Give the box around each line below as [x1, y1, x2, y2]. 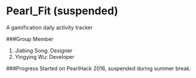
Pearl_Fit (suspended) [6, 4, 119, 18]
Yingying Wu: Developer [14, 53, 74, 60]
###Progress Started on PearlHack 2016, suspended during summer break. [6, 64, 192, 72]
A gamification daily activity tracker [6, 24, 94, 31]
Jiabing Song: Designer [14, 46, 73, 54]
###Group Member [6, 35, 54, 42]
